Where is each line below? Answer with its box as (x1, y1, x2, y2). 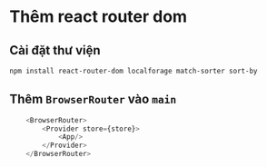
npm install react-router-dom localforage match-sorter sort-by (9, 66, 258, 75)
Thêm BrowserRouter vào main (9, 92, 177, 107)
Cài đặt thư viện (9, 43, 101, 58)
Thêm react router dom (9, 6, 188, 27)
